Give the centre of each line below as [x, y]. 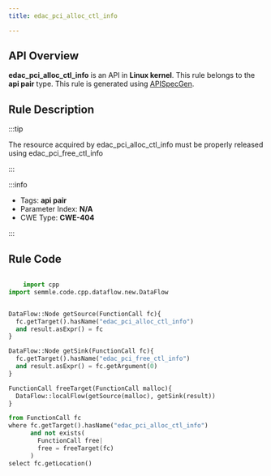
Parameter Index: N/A [56, 209]
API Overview [44, 56]
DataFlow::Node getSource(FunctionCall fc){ [85, 314]
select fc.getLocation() [50, 463]
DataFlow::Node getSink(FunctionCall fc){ [81, 351]
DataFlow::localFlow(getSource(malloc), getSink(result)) [116, 396]
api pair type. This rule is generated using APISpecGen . [101, 84]
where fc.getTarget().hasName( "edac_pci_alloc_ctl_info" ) [108, 426]
